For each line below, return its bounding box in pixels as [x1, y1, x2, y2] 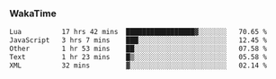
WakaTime [9, 7, 57, 20]
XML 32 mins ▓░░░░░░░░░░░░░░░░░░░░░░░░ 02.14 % [9, 61, 268, 70]
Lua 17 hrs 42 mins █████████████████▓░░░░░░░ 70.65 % [9, 28, 268, 37]
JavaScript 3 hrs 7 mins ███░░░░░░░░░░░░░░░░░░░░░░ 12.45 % [9, 36, 268, 45]
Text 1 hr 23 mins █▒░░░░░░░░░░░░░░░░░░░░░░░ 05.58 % [9, 52, 268, 61]
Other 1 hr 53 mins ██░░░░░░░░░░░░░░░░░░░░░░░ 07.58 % [9, 44, 268, 54]
